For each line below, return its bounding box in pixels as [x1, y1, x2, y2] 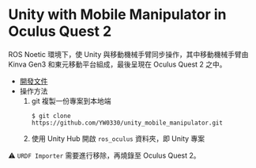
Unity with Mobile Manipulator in [8, 6, 227, 24]
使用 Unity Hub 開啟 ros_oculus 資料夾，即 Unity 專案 [31, 133, 205, 143]
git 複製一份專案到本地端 [31, 96, 112, 105]
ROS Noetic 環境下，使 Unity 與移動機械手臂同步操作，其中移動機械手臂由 [8, 49, 249, 59]
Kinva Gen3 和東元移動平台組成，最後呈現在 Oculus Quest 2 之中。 [8, 59, 227, 69]
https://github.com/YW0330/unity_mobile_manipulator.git [31, 119, 224, 127]
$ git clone [31, 112, 71, 120]
